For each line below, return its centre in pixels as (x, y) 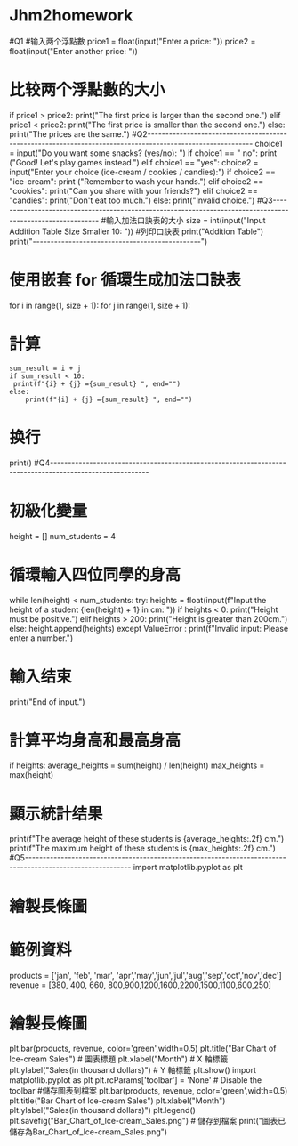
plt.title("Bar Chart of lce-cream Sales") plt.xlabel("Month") (117, 1101)
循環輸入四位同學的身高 (95, 574)
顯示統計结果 (56, 814)
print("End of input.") (48, 702)
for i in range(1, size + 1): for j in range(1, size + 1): (100, 305)
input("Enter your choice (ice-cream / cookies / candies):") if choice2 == (142, 172)
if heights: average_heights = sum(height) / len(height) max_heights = (137, 765)
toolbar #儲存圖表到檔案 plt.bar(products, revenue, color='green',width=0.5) (149, 1091)
